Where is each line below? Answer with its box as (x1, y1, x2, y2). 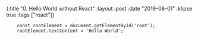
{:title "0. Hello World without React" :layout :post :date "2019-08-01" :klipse (6, 5, 193, 12)
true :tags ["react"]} (6, 11, 55, 18)
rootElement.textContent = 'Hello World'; (17, 28, 124, 34)
